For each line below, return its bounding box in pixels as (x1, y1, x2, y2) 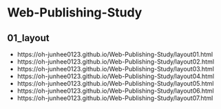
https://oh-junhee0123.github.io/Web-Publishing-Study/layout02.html (17, 58, 215, 66)
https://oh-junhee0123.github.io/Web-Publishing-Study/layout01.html (17, 50, 213, 58)
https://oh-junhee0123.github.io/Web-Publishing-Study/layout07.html (17, 94, 213, 102)
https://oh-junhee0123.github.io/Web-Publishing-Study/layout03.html (17, 65, 215, 73)
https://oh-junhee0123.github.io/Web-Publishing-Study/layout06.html (17, 87, 215, 95)
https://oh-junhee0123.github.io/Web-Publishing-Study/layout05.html (17, 80, 214, 87)
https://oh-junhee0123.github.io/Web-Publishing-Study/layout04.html (17, 72, 215, 80)
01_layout (7, 32, 50, 44)
